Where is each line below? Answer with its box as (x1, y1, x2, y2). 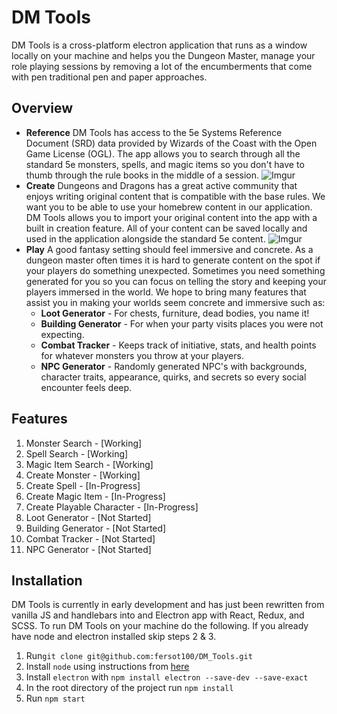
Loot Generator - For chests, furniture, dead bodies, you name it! (40, 307, 310, 319)
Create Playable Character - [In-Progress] (25, 501, 199, 513)
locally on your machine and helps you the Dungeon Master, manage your (11, 49, 316, 61)
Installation (11, 572, 83, 589)
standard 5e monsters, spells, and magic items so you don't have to (25, 158, 305, 170)
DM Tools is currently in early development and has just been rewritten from (11, 599, 325, 611)
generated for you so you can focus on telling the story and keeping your (25, 275, 327, 287)
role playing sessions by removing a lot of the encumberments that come (11, 60, 313, 72)
